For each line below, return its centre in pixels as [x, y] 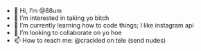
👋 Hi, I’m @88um [38, 11]
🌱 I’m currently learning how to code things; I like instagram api [104, 25]
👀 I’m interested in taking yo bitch [61, 18]
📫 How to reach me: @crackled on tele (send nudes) [90, 40]
